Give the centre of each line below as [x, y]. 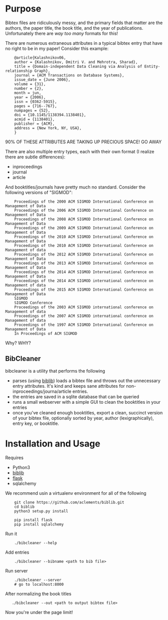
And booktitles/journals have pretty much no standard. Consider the [75, 187]
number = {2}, [29, 88]
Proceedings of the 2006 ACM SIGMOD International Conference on [84, 210]
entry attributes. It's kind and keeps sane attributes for [69, 386]
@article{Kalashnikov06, [40, 58]
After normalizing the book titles [38, 593]
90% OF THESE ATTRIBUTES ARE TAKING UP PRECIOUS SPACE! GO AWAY [83, 142]
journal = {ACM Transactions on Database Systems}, [69, 75]
